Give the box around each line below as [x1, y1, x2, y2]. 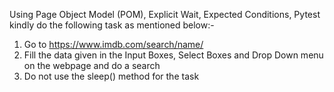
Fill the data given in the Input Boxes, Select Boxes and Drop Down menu [23, 49, 324, 61]
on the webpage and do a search [23, 60, 161, 71]
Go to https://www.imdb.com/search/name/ [23, 39, 204, 50]
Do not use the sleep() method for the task [23, 70, 200, 82]
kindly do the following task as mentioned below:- [9, 19, 215, 31]
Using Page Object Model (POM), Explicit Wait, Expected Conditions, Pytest [9, 9, 321, 20]
